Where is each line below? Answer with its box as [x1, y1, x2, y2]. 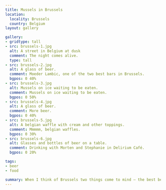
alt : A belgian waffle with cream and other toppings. [9, 122, 125, 127]
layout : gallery [5, 26, 39, 31]
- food [5, 168, 19, 173]
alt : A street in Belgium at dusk [9, 48, 81, 54]
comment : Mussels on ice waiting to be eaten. [9, 90, 107, 95]
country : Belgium [9, 21, 45, 26]
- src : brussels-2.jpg [5, 63, 52, 67]
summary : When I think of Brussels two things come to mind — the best [5, 177, 156, 182]
